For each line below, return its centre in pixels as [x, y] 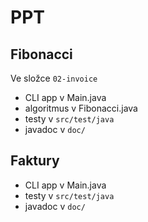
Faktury [35, 161]
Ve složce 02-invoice [54, 78]
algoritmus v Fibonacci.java [81, 108]
